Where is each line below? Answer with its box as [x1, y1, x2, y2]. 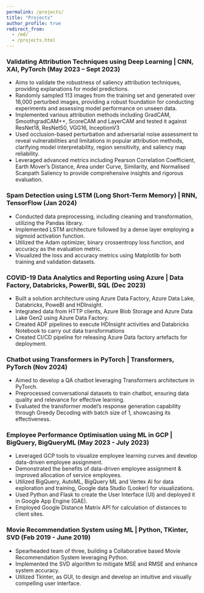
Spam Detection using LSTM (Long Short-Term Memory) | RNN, [6, 191, 198, 200]
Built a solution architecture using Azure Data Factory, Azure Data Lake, [15, 294, 195, 302]
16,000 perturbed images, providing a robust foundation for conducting [15, 98, 194, 105]
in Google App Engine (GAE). [15, 497, 88, 505]
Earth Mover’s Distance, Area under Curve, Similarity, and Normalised [15, 163, 190, 171]
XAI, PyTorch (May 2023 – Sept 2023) [6, 65, 121, 73]
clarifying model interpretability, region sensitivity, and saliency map [15, 144, 186, 151]
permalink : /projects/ [6, 9, 64, 15]
